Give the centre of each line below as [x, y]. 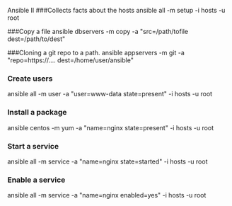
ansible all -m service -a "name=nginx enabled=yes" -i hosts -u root [107, 195]
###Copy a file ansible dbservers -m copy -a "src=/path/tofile [98, 32]
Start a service [33, 146]
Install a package [37, 113]
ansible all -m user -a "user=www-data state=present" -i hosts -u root [110, 94]
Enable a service [36, 180]
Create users [30, 79]
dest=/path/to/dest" [36, 39]
